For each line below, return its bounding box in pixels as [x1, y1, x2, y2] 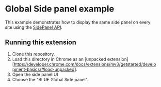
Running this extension [5, 38, 77, 47]
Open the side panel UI [12, 71, 58, 77]
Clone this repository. [12, 51, 55, 57]
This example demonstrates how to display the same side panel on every [5, 19, 151, 25]
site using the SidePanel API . [5, 24, 63, 30]
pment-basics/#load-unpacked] [12, 66, 76, 72]
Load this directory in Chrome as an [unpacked [12, 56, 106, 62]
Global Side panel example [5, 3, 114, 14]
